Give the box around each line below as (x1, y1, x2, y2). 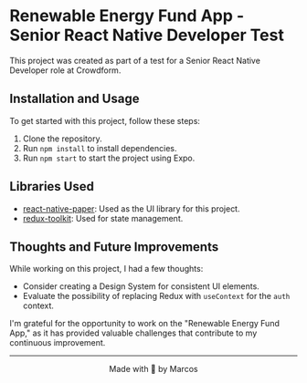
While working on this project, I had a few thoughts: (9, 264, 204, 274)
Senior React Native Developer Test (9, 25, 285, 46)
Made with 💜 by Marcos (109, 364, 198, 375)
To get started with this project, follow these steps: (9, 115, 201, 126)
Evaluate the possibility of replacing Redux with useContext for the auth (22, 291, 291, 302)
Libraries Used (9, 179, 94, 194)
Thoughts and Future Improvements (9, 239, 219, 254)
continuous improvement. (9, 337, 106, 348)
